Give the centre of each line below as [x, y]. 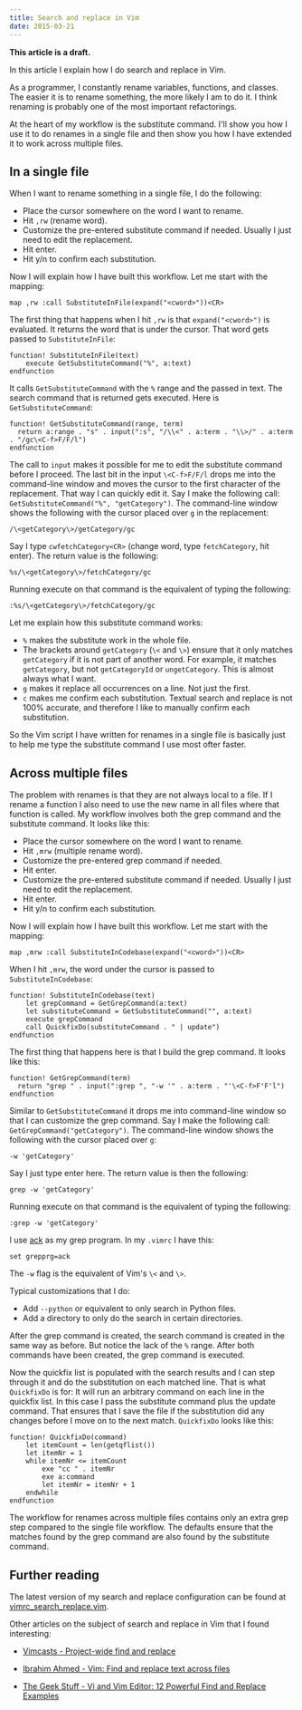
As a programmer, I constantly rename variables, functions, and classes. [144, 87]
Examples [41, 1696]
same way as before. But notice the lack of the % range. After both [132, 1346]
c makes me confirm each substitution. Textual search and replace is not [157, 698]
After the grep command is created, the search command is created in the [147, 1336]
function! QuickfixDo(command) [68, 1437]
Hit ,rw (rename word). [65, 221]
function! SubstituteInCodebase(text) [82, 996]
